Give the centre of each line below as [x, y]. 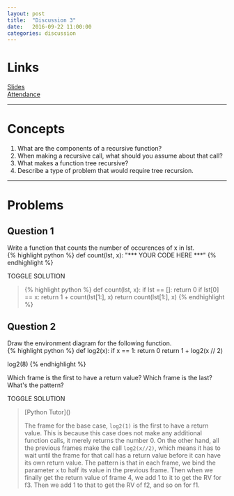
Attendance [24, 94]
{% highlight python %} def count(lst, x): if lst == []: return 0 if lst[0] [122, 290]
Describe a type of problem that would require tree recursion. [105, 171]
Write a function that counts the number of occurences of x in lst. [101, 248]
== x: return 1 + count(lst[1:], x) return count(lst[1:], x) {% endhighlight [124, 297]
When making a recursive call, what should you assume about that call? [120, 156]
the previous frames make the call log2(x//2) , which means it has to [122, 448]
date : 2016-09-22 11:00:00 [49, 27]
